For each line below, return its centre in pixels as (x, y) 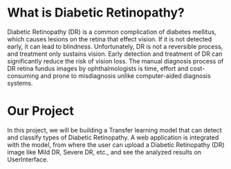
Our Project (41, 111)
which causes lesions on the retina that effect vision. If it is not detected (110, 39)
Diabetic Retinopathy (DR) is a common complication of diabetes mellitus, (112, 32)
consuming (23, 76)
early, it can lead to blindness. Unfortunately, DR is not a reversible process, (115, 46)
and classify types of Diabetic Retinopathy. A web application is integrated (113, 137)
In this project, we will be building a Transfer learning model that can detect (115, 130)
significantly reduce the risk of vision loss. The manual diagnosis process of (115, 61)
